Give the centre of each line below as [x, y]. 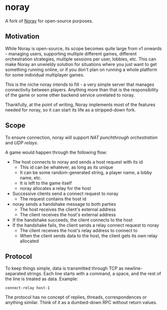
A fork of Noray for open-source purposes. [49, 21]
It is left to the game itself [46, 183]
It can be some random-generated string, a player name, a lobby [86, 172]
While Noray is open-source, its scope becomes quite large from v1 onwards [83, 48]
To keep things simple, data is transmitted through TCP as [64, 268]
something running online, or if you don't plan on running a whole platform [81, 69]
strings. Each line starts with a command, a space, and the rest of [94, 274]
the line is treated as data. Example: [42, 279]
